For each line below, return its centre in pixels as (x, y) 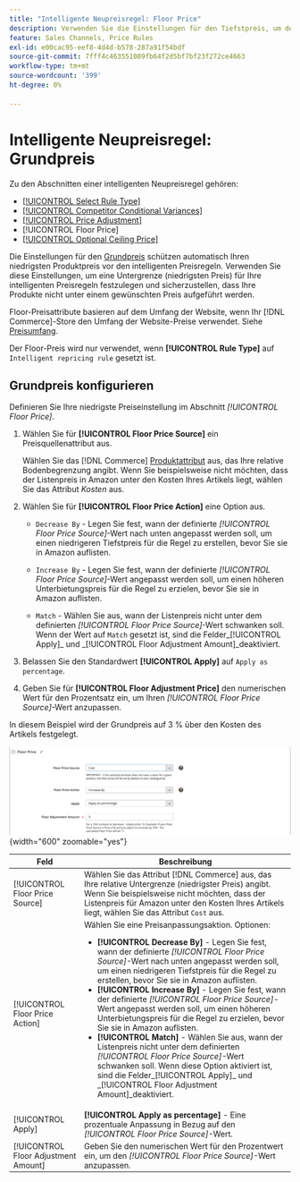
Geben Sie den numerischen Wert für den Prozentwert (183, 1146)
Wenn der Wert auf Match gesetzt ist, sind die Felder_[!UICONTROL (158, 634)
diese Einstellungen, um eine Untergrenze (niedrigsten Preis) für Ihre (135, 275)
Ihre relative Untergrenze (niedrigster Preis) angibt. (177, 884)
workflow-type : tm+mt (50, 66)
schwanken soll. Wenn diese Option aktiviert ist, (185, 1066)
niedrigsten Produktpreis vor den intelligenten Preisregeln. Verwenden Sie (145, 266)
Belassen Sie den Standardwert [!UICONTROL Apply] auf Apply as (145, 661)
